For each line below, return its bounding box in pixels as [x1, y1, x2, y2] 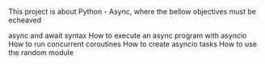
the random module [8, 48, 74, 57]
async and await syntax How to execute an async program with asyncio [8, 31, 247, 40]
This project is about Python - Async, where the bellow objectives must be [8, 7, 257, 16]
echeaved [8, 15, 42, 25]
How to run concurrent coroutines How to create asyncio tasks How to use [8, 39, 257, 49]
